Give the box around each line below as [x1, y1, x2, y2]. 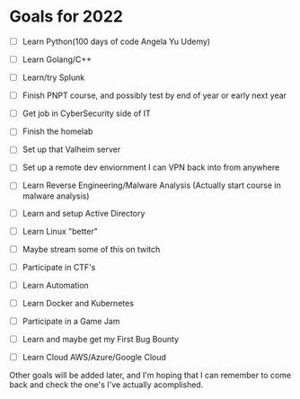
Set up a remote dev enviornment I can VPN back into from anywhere [22, 162, 280, 173]
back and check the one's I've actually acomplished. [9, 379, 204, 390]
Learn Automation [22, 279, 90, 290]
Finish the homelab [22, 126, 93, 137]
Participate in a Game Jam [22, 315, 120, 326]
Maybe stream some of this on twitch [22, 244, 161, 254]
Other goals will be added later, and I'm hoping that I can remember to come [9, 370, 292, 381]
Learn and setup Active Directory [22, 208, 146, 218]
